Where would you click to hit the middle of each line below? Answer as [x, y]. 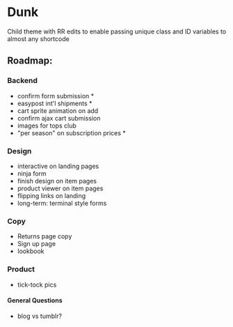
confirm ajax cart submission [59, 118]
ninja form [32, 173]
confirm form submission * [56, 96]
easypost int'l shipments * [55, 103]
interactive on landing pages [58, 166]
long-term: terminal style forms [62, 203]
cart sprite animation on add [58, 111]
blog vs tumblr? [40, 316]
